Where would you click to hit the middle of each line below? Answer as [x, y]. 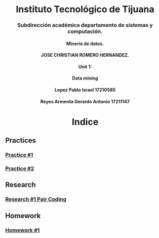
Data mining [85, 78]
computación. [85, 31]
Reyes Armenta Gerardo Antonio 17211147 [85, 101]
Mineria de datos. [85, 44]
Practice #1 [19, 155]
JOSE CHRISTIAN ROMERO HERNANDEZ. [85, 55]
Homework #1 [23, 230]
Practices [21, 141]
